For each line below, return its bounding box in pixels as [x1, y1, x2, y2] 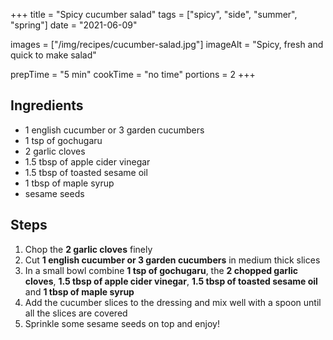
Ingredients [10, 97, 84, 114]
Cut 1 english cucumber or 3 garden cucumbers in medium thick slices [24, 254, 321, 266]
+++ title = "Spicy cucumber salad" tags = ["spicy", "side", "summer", [10, 9, 298, 20]
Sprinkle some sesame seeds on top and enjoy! [24, 317, 220, 329]
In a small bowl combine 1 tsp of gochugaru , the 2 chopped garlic [24, 264, 299, 276]
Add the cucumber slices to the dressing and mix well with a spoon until [24, 296, 322, 308]
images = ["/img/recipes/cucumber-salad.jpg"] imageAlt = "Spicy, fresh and [10, 39, 324, 50]
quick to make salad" [10, 49, 97, 61]
